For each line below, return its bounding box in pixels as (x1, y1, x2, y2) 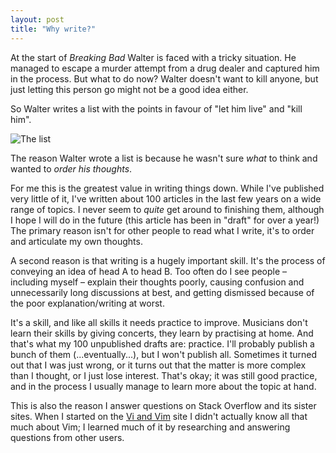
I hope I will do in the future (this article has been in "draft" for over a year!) (10, 214, 320, 226)
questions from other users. (10, 431, 125, 443)
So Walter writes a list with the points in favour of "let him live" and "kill (10, 102, 303, 115)
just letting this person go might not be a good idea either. (10, 83, 249, 95)
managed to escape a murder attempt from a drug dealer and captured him (10, 62, 320, 74)
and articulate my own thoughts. (10, 235, 143, 247)
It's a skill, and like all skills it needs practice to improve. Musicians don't (10, 316, 308, 328)
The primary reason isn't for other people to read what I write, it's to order (10, 224, 315, 236)
